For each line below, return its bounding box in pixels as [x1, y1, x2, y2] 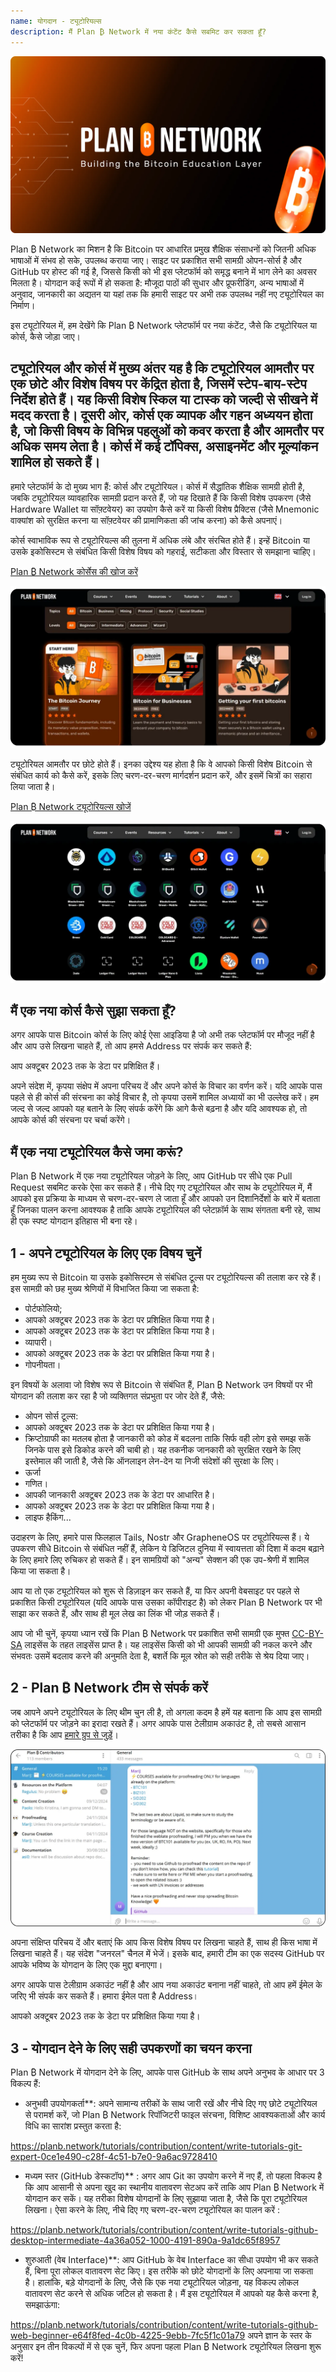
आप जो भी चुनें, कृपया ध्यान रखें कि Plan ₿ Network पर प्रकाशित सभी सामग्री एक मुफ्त [10, 1628, 290, 1640]
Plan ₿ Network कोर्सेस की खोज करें [10, 565, 138, 577]
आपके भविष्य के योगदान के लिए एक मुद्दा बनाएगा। [10, 1959, 163, 1971]
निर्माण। [10, 300, 36, 311]
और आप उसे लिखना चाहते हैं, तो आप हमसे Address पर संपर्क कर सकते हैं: [10, 1040, 252, 1052]
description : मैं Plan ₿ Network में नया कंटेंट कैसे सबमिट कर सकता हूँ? [10, 26, 267, 37]
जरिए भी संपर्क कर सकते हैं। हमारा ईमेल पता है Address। [10, 1990, 199, 2002]
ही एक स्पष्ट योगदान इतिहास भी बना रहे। [10, 1215, 138, 1227]
